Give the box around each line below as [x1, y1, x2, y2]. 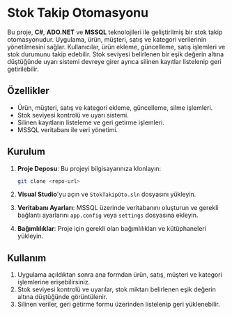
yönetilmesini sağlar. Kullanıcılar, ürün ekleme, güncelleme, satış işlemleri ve [7, 42, 226, 51]
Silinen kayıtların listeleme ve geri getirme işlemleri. [17, 118, 165, 127]
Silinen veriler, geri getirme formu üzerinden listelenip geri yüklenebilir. [17, 300, 221, 309]
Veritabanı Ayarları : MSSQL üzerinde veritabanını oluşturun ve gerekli [17, 204, 219, 212]
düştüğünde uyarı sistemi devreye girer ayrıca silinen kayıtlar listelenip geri [7, 57, 222, 65]
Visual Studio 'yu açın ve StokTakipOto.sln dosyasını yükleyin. [17, 190, 196, 199]
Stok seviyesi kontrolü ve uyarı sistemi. [17, 111, 129, 119]
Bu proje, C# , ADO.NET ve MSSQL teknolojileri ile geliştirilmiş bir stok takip [7, 28, 223, 36]
